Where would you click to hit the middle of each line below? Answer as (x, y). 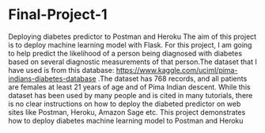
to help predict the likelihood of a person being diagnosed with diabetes (125, 53)
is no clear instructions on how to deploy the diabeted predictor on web (125, 104)
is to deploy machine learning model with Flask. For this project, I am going (130, 44)
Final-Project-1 (58, 15)
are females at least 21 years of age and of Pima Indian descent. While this (129, 87)
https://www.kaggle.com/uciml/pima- (177, 70)
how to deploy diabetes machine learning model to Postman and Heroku (126, 120)
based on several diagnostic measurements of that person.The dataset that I (132, 62)
